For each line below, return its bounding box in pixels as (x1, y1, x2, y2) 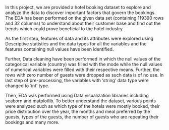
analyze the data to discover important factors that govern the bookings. (5, 10, 156, 16)
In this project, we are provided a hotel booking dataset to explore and (5, 5, 151, 10)
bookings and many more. (5, 119, 60, 125)
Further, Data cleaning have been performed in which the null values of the (5, 56, 161, 62)
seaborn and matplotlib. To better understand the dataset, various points (5, 98, 156, 104)
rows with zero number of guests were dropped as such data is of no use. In (5, 72, 164, 78)
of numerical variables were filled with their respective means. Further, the (5, 67, 160, 73)
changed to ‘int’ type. (5, 83, 49, 89)
